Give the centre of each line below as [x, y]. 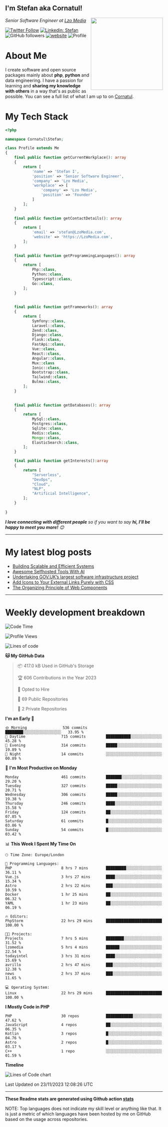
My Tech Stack [37, 116]
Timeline [14, 1065]
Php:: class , [44, 270]
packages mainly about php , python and [47, 75]
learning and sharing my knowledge [43, 85]
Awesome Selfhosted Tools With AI [48, 571]
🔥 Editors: [17, 916]
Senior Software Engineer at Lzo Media [46, 20]
